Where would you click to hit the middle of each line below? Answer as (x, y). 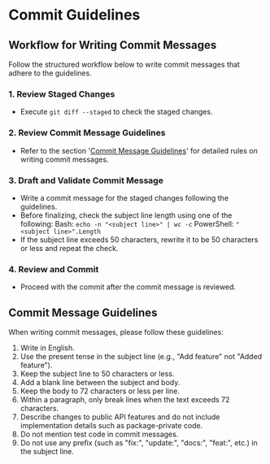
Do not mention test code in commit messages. (99, 434)
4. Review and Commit (54, 269)
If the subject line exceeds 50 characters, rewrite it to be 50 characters (139, 239)
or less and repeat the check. (69, 248)
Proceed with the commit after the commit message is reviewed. (128, 287)
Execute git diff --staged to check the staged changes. (116, 112)
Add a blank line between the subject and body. (100, 382)
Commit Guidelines (74, 15)
